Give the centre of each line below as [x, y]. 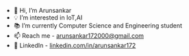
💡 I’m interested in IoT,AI [48, 18]
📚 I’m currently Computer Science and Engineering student [98, 26]
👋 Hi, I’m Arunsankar [42, 10]
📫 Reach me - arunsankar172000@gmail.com [79, 36]
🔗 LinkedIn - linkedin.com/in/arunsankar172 [75, 45]
